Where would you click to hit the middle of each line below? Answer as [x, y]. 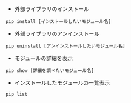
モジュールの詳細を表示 [44, 58]
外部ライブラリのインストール [52, 9]
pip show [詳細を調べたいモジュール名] [50, 71]
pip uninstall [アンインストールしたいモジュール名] [65, 46]
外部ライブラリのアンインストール [57, 33]
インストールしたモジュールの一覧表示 [62, 83]
